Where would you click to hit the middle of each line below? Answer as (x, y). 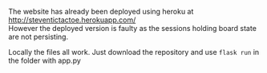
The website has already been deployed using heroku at (101, 12)
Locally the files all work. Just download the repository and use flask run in (134, 52)
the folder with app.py (45, 60)
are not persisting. (38, 36)
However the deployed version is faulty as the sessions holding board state (132, 28)
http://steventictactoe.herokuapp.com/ (72, 20)
